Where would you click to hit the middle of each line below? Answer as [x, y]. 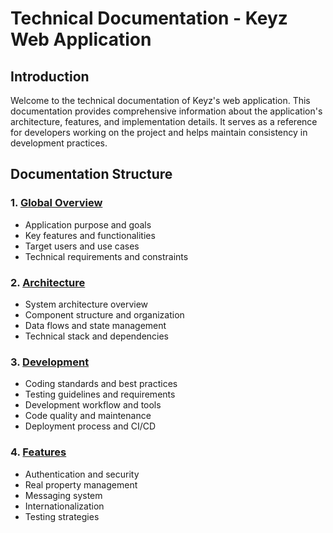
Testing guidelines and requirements [100, 394]
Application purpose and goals [88, 224]
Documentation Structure [91, 174]
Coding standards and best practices [101, 384]
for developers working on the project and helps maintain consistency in [159, 132]
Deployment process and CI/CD [90, 426]
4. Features [38, 452]
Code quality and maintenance [88, 416]
